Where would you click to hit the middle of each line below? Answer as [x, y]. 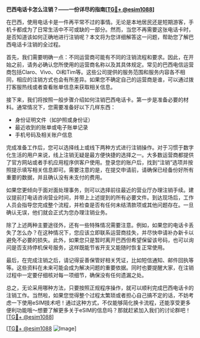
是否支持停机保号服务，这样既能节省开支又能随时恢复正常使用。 [89, 248]
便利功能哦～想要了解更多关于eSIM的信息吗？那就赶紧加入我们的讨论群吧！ [99, 310]
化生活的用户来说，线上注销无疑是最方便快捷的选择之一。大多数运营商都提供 [100, 155]
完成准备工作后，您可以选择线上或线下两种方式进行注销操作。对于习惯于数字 [100, 148]
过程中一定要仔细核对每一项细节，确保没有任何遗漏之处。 [76, 275]
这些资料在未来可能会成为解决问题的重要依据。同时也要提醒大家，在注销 [105, 268]
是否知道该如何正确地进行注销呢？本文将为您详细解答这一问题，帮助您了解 [97, 37]
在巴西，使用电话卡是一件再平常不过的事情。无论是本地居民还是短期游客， [97, 22]
